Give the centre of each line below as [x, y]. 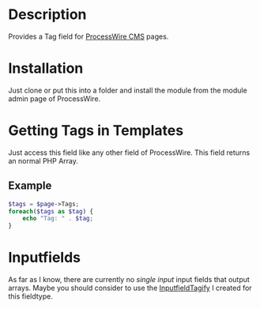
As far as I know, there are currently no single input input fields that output [129, 280]
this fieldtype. [30, 296]
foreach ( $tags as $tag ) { [51, 211]
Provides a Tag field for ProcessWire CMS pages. [89, 36]
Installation [46, 68]
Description [47, 15]
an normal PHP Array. [43, 160]
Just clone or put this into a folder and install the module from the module [128, 90]
